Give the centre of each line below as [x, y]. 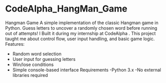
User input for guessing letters [44, 59]
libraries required [30, 75]
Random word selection [37, 54]
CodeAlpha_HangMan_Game [66, 9]
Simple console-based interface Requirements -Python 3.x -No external [87, 70]
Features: [15, 44]
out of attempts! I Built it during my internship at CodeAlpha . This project [80, 33]
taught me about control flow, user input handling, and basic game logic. [80, 39]
